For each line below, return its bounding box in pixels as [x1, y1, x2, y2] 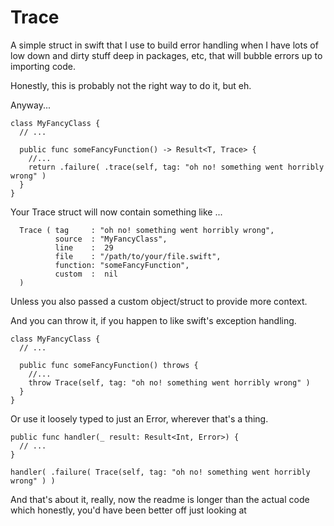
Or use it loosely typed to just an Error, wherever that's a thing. [10, 412, 269, 425]
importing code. [10, 60, 77, 72]
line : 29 [54, 242, 114, 253]
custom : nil [54, 269, 118, 279]
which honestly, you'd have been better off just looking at [10, 504, 247, 516]
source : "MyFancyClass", [54, 234, 168, 244]
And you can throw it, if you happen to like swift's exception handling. [10, 314, 297, 326]
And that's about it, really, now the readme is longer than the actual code [10, 493, 310, 505]
